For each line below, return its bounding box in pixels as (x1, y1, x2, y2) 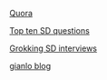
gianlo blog (9, 61, 52, 71)
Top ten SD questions (9, 25, 91, 35)
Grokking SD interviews (9, 43, 98, 54)
